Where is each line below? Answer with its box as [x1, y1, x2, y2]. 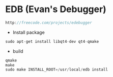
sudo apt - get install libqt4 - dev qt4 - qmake [5, 39, 99, 44]
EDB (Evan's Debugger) [5, 4, 107, 15]
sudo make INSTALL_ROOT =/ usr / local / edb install [5, 67, 108, 72]
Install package [12, 29, 45, 35]
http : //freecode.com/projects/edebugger [5, 20, 93, 25]
